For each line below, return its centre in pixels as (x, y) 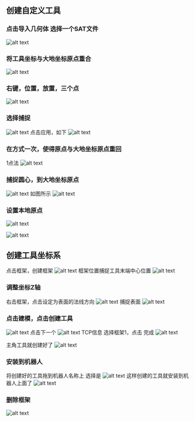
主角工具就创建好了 (30, 344)
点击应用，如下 (48, 132)
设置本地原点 (25, 211)
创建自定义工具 (33, 11)
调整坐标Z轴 (23, 288)
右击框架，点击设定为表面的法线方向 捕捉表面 (73, 301)
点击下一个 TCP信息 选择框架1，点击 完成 (92, 332)
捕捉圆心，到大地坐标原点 (43, 179)
